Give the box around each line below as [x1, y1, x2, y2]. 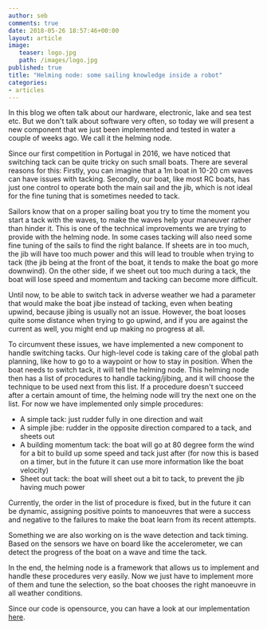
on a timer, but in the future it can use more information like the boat [19, 457, 244, 467]
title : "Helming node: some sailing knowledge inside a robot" [8, 71, 223, 79]
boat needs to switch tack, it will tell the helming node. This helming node [8, 365, 249, 375]
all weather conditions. [8, 588, 83, 598]
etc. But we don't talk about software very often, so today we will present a [8, 117, 255, 126]
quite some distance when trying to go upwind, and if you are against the [8, 316, 249, 325]
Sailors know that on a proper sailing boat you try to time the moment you [8, 207, 249, 217]
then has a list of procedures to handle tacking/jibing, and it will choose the [8, 373, 255, 384]
